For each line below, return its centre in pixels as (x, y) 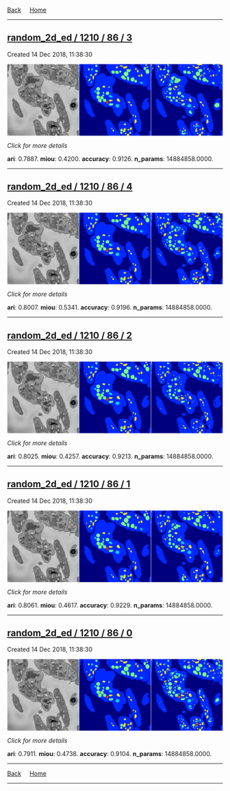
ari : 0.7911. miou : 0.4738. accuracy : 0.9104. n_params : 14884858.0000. (110, 754)
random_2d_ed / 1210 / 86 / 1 (69, 485)
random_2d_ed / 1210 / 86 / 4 (70, 187)
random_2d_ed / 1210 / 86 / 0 (70, 633)
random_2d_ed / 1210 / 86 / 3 (70, 38)
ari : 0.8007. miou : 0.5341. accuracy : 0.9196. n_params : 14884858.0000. (110, 307)
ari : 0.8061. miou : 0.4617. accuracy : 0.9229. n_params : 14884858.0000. (110, 605)
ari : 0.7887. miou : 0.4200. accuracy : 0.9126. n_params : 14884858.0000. (110, 159)
